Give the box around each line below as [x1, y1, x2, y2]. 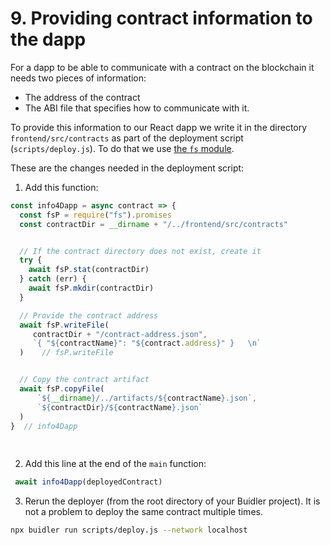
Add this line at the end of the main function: [24, 458, 207, 470]
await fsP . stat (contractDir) [28, 265, 150, 275]
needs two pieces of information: [10, 72, 147, 84]
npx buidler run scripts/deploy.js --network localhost [10, 525, 248, 536]
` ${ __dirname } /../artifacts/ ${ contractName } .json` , [36, 393, 257, 403]
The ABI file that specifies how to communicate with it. [24, 102, 250, 114]
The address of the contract [24, 91, 141, 103]
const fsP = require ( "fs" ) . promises [19, 210, 172, 220]
